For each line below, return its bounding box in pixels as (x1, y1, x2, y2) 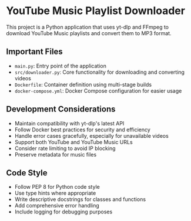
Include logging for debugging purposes (14, 208, 113, 215)
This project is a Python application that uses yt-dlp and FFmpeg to (6, 23, 169, 30)
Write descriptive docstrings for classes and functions (14, 196, 146, 203)
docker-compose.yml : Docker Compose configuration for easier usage (14, 87, 182, 94)
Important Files (6, 47, 63, 57)
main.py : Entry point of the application (14, 62, 107, 69)
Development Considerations (6, 104, 116, 114)
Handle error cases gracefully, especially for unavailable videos (14, 132, 169, 139)
